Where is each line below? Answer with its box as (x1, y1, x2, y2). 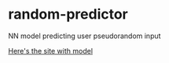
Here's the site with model (8, 46, 93, 55)
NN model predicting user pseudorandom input (8, 31, 161, 40)
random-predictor (8, 5, 128, 23)
